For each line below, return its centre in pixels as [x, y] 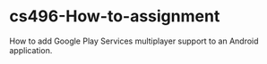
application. [31, 50]
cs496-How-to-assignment [115, 16]
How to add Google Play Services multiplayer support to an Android [134, 41]
